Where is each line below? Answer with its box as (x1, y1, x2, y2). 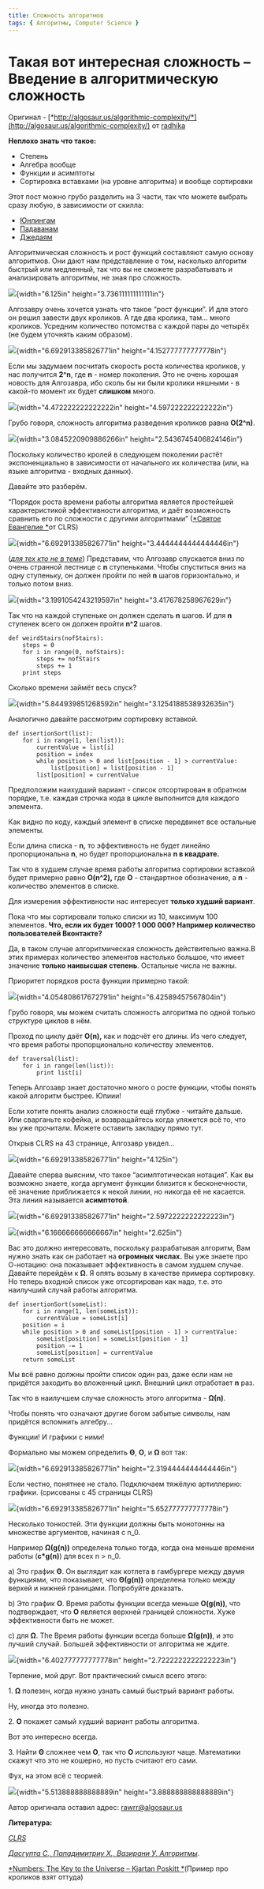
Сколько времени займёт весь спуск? (8, 683, 137, 692)
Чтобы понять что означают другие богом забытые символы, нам (8, 1409, 231, 1418)
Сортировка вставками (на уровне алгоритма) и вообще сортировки (19, 177, 254, 186)
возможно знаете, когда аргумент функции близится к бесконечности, (8, 1179, 248, 1188)
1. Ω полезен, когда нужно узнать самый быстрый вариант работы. (8, 1686, 235, 1695)
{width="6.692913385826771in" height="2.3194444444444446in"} (16, 1464, 238, 1473)
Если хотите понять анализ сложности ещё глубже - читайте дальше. (8, 1107, 243, 1116)
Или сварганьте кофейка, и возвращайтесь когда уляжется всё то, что (8, 1115, 247, 1124)
